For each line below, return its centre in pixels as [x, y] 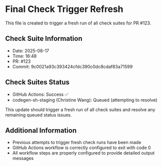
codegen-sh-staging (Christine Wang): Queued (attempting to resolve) [85, 100]
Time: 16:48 [24, 56]
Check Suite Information [44, 39]
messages [23, 159]
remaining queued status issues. [39, 115]
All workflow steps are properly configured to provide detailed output [83, 153]
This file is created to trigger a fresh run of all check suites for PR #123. [78, 23]
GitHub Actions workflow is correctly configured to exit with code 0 [81, 148]
